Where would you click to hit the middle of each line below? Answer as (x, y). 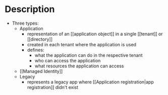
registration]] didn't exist (53, 87)
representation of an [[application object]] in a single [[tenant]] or (95, 34)
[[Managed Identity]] (41, 71)
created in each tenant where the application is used (82, 44)
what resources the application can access (79, 66)
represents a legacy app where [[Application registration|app (91, 82)
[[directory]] (40, 39)
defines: (36, 50)
